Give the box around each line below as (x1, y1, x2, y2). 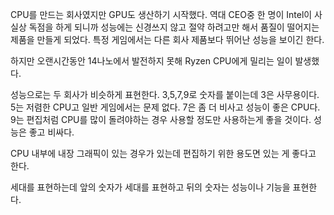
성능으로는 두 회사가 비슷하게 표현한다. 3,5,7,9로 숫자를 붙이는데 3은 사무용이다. (10, 89, 320, 100)
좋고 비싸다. (28, 126, 75, 138)
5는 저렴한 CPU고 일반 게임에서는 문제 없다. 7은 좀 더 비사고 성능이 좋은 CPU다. (10, 101, 321, 113)
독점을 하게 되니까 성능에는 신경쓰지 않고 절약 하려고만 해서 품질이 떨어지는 (28, 21, 320, 33)
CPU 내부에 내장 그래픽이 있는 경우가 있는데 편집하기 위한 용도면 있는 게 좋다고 (10, 148, 317, 159)
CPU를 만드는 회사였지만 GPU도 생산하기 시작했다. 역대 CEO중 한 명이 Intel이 (10, 9, 313, 20)
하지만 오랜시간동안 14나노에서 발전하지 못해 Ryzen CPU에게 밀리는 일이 (10, 55, 293, 67)
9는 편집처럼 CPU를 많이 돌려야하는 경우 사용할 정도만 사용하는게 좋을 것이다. (10, 114, 312, 125)
